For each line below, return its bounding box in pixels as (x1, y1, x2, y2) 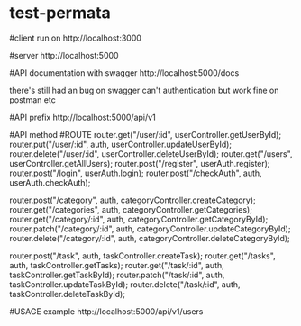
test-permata (9, 3, 111, 23)
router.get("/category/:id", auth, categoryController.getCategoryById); (9, 213, 269, 224)
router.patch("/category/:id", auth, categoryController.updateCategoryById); (9, 223, 291, 234)
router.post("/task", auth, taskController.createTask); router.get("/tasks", (9, 250, 277, 261)
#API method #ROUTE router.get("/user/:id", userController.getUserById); (9, 129, 282, 140)
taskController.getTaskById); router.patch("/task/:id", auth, (9, 269, 225, 280)
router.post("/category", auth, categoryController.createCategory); (9, 195, 256, 205)
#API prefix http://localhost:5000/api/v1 (9, 112, 156, 122)
